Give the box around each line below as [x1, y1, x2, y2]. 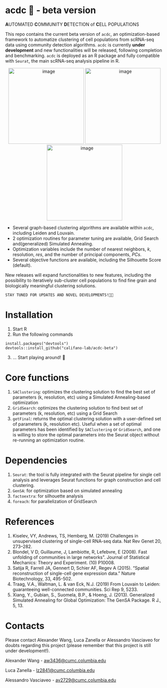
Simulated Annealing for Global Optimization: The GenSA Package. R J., [12, 597, 161, 603]
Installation [5, 309, 53, 321]
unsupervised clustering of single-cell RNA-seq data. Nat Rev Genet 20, [12, 538, 162, 544]
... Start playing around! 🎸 [12, 354, 65, 360]
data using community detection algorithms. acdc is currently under [5, 41, 145, 47]
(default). [12, 262, 32, 268]
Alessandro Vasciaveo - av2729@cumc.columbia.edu [5, 677, 117, 683]
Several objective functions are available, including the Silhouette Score [12, 257, 161, 263]
